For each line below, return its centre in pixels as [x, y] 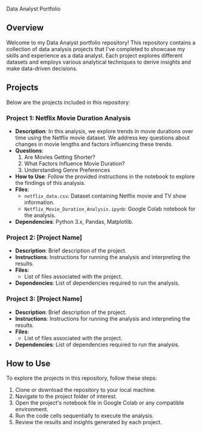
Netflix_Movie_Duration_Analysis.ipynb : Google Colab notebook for [110, 209]
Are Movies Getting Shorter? [60, 157]
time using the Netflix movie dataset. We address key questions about [102, 138]
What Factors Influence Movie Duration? [75, 163]
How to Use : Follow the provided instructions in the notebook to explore [105, 176]
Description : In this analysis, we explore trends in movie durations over [104, 131]
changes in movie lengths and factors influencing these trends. [94, 144]
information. [39, 202]
